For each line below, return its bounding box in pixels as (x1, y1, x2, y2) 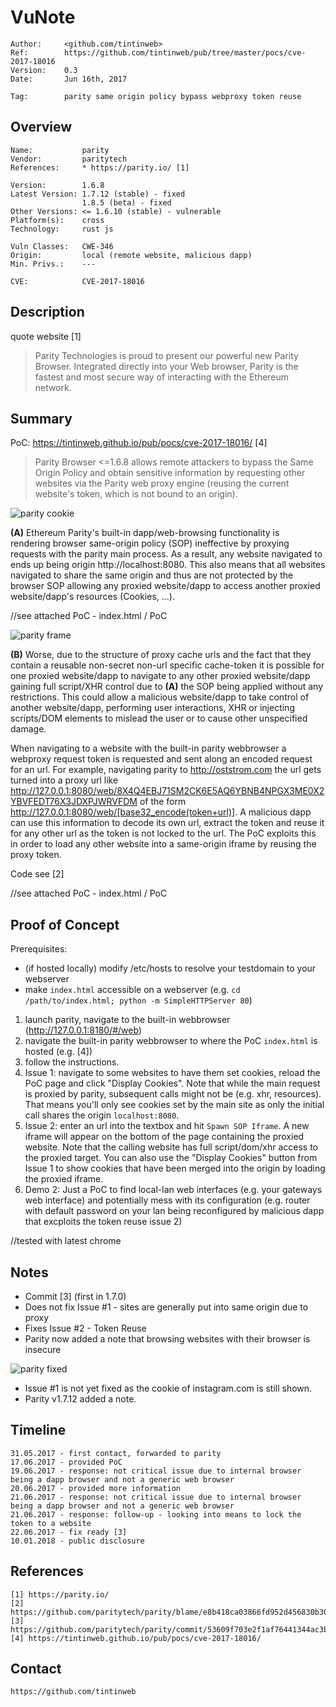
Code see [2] (10, 868, 65, 880)
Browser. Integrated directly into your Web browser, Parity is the (34, 360, 299, 372)
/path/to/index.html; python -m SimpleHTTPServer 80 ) (24, 994, 253, 1006)
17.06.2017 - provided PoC (10, 1457, 123, 1467)
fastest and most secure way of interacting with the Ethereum (34, 371, 290, 383)
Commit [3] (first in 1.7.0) (24, 1291, 127, 1302)
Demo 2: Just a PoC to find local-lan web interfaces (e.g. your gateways (24, 1184, 323, 1196)
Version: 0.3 (10, 65, 78, 75)
